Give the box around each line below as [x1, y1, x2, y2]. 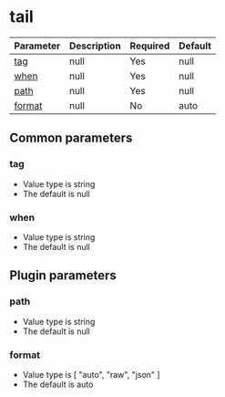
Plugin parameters [9, 267, 117, 284]
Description [68, 39, 121, 52]
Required [129, 39, 170, 52]
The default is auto [22, 379, 94, 390]
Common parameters [9, 131, 133, 146]
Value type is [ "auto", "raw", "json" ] [22, 369, 161, 380]
